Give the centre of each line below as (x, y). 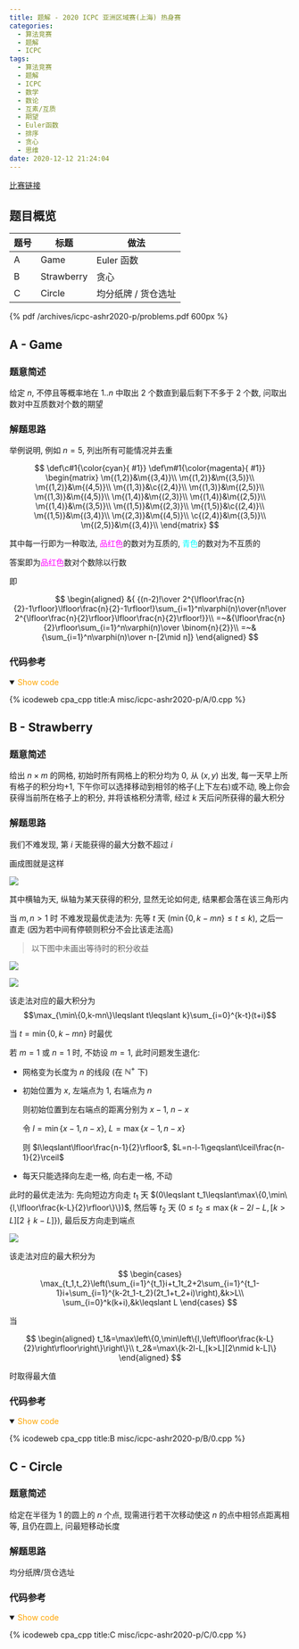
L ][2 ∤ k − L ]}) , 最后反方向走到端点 (72, 1220)
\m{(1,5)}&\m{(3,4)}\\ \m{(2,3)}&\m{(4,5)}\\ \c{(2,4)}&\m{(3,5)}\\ (150, 516)
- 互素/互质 (37, 109)
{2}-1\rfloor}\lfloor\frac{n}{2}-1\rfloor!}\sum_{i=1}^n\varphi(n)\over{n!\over (150, 609)
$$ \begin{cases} (150, 1273)
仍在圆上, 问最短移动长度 (75, 1526)
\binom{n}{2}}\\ (210, 628)
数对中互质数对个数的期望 (56, 404)
